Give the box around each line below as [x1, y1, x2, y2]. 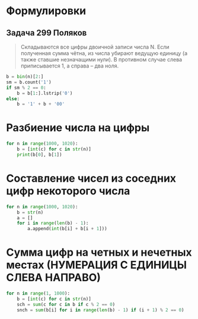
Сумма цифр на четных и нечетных [6, 246, 193, 259]
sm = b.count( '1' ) [6, 79, 52, 85]
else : [6, 96, 20, 102]
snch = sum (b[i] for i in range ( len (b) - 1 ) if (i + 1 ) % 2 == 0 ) [17, 307, 184, 313]
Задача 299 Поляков [6, 28, 87, 38]
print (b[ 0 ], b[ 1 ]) [17, 152, 62, 157]
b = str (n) [17, 209, 44, 215]
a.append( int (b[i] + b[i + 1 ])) [27, 226, 108, 232]
